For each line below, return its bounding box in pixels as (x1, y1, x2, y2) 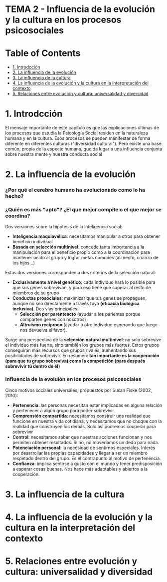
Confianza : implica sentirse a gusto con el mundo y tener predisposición (12, 461, 163, 467)
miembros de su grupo (12, 290, 59, 296)
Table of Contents (5, 47, 81, 59)
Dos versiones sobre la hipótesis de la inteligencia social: (5, 224, 123, 230)
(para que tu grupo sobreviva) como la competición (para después (5, 358, 146, 364)
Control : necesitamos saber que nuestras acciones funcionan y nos (12, 434, 152, 440)
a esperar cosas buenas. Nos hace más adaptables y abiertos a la (12, 466, 148, 472)
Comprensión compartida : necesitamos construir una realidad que (12, 413, 151, 419)
